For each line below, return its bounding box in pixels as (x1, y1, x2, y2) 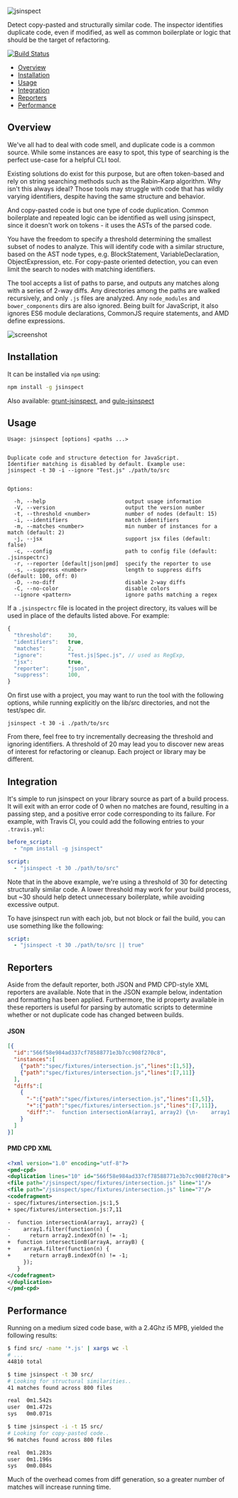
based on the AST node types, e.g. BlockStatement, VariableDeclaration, (7, 250, 220, 258)
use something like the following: (7, 921, 104, 930)
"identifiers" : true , (13, 639, 84, 646)
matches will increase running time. (7, 1483, 112, 1492)
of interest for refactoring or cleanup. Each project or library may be (7, 748, 206, 756)
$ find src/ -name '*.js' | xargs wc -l (7, 1345, 129, 1352)
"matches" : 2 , (13, 644, 75, 652)
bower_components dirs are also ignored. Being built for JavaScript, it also (7, 301, 219, 309)
